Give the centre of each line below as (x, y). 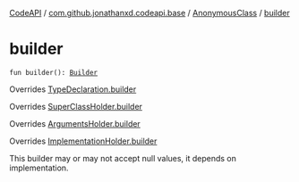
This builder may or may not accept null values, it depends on (123, 158)
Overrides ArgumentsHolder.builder (75, 123)
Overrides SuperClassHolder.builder (76, 106)
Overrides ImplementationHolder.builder (83, 141)
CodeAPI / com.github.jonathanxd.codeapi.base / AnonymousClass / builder (149, 13)
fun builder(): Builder (54, 72)
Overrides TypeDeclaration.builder (73, 89)
